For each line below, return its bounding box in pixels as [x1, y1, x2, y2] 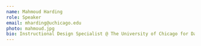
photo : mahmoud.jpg [6, 25, 55, 32]
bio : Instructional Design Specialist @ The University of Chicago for [6, 31, 188, 37]
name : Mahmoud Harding [6, 8, 63, 15]
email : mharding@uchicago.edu [6, 20, 82, 26]
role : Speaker [6, 14, 42, 20]
